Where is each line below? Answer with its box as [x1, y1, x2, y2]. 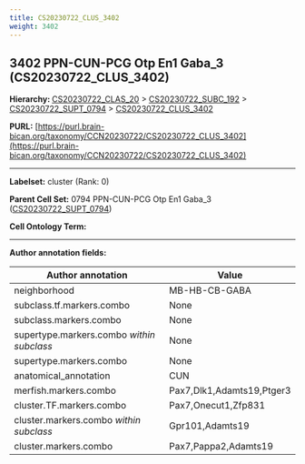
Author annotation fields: [9, 247, 107, 258]
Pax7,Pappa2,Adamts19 [169, 440, 274, 453]
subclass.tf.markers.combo [14, 299, 130, 312]
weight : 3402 [9, 22, 59, 31]
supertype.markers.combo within [14, 328, 156, 341]
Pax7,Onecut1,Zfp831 [169, 399, 266, 412]
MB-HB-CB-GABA [169, 284, 251, 297]
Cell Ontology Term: [9, 221, 87, 232]
